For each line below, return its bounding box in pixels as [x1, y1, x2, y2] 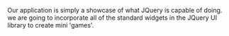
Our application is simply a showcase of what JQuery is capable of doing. [7, 6, 223, 14]
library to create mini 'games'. [7, 21, 94, 29]
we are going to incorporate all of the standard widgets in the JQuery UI [7, 13, 218, 22]
